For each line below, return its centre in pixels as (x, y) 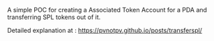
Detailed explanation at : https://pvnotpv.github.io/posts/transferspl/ (105, 30)
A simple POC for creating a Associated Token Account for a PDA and (107, 10)
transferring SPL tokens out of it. (54, 17)
